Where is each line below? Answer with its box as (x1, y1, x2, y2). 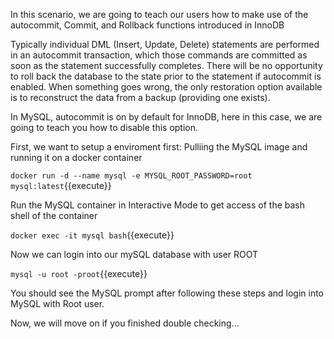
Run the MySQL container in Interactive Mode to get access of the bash (10, 199, 306, 211)
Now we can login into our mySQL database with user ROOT (10, 249, 259, 260)
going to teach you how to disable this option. (10, 122, 199, 133)
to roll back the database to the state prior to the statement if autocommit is (10, 70, 322, 82)
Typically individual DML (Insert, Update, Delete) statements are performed (10, 39, 320, 50)
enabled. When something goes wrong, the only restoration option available (10, 81, 323, 93)
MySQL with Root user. (10, 298, 105, 309)
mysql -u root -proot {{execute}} (10, 268, 148, 279)
